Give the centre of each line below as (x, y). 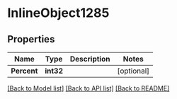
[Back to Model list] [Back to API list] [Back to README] (88, 88)
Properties (31, 39)
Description (90, 59)
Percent (24, 71)
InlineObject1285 (58, 13)
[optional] (133, 71)
